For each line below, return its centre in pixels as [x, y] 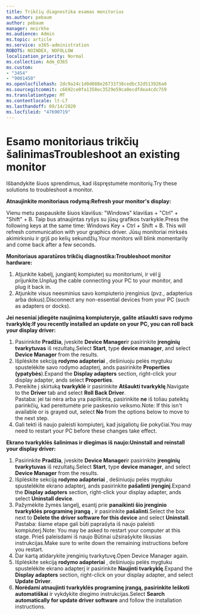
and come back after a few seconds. [51, 245]
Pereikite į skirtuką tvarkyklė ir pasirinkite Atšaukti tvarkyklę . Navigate [102, 386]
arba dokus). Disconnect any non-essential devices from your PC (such [102, 300]
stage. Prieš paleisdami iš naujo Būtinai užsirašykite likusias [88, 537]
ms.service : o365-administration [48, 45]
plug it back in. [33, 287]
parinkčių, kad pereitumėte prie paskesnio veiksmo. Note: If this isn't [98, 406]
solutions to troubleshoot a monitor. [50, 190]
